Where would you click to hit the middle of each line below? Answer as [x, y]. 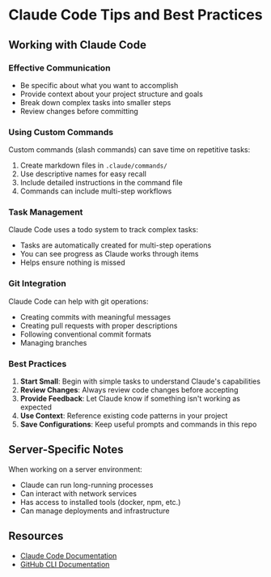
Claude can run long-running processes [87, 485]
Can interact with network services [78, 493]
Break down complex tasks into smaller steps [95, 102]
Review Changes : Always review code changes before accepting [129, 390]
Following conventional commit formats [86, 334]
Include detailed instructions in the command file [102, 183]
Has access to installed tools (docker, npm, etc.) [100, 502]
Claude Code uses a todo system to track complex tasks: [104, 230]
